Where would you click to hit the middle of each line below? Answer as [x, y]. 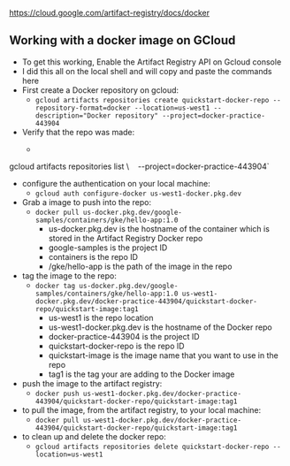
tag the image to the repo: [69, 275]
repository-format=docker [83, 108]
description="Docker [73, 115]
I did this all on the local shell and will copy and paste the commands [147, 71]
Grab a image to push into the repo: [87, 202]
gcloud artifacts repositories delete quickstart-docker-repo [152, 447]
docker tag [55, 286]
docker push [57, 393]
